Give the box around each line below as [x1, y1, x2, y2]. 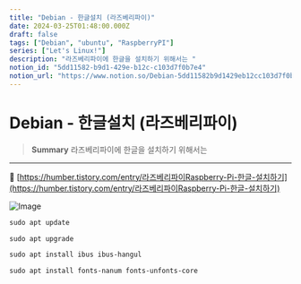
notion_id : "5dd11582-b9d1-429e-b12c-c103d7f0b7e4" [9, 64, 206, 73]
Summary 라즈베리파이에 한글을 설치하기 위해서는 [30, 144, 208, 155]
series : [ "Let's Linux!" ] [9, 47, 106, 56]
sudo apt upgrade [9, 234, 74, 243]
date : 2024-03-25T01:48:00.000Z [9, 22, 130, 30]
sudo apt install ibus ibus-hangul [9, 250, 142, 260]
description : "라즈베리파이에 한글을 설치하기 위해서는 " [9, 55, 196, 64]
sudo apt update [9, 218, 70, 227]
